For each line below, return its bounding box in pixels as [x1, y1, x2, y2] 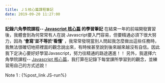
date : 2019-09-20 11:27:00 [5, 12, 60, 17]
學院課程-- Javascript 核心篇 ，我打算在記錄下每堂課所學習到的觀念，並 [9, 56, 153, 62]
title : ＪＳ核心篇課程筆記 [5, 7, 54, 12]
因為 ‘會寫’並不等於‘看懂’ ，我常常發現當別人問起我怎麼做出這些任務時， [13, 38, 160, 44]
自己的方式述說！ [13, 62, 48, 68]
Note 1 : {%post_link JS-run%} [5, 72, 67, 78]
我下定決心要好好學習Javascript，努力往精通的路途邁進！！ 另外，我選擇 [5, 50, 152, 56]
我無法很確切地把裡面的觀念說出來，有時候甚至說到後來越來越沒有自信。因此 [5, 44, 160, 50]
